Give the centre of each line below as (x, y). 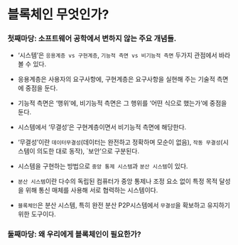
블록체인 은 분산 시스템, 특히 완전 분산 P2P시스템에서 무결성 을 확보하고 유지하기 (124, 205)
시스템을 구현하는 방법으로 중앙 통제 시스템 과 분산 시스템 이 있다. (103, 166)
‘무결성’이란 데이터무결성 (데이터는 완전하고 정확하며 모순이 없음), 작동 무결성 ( (120, 142)
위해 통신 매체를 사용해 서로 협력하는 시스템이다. (92, 190)
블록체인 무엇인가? (58, 15)
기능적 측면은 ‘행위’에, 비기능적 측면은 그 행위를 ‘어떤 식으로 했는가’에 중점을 (122, 103)
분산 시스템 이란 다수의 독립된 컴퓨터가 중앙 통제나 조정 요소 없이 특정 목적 (118, 181)
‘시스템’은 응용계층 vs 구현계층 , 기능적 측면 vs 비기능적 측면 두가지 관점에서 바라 (124, 55)
